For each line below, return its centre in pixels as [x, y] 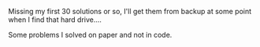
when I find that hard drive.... [55, 20]
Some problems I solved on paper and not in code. [90, 35]
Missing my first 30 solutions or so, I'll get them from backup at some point [130, 11]
